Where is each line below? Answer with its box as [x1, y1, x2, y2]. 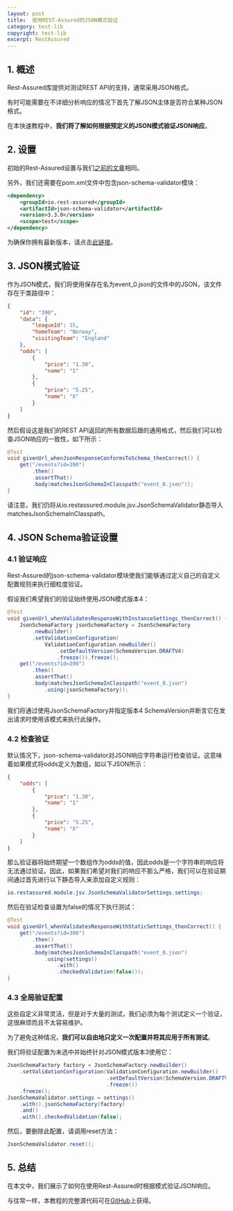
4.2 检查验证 [7, 734, 49, 744]
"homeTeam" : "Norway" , [32, 328, 98, 336]
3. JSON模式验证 [7, 260, 80, 272]
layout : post [7, 10, 45, 17]
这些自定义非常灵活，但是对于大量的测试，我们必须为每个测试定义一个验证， [7, 1009, 226, 1018]
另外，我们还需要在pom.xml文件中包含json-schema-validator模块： [7, 178, 200, 186]
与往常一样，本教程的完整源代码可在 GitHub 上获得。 [7, 1196, 155, 1205]
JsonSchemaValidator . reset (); [7, 1141, 95, 1148]
